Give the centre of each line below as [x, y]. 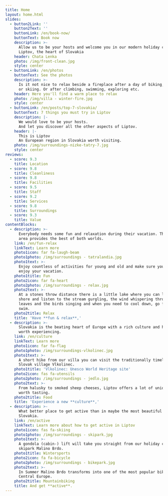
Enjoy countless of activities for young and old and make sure [87, 267]
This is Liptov [34, 136]
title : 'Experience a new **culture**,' [57, 402]
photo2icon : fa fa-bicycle [42, 458]
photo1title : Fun [32, 276]
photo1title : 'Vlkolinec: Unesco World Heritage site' [72, 369]
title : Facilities [33, 183]
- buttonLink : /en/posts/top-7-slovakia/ [53, 108]
